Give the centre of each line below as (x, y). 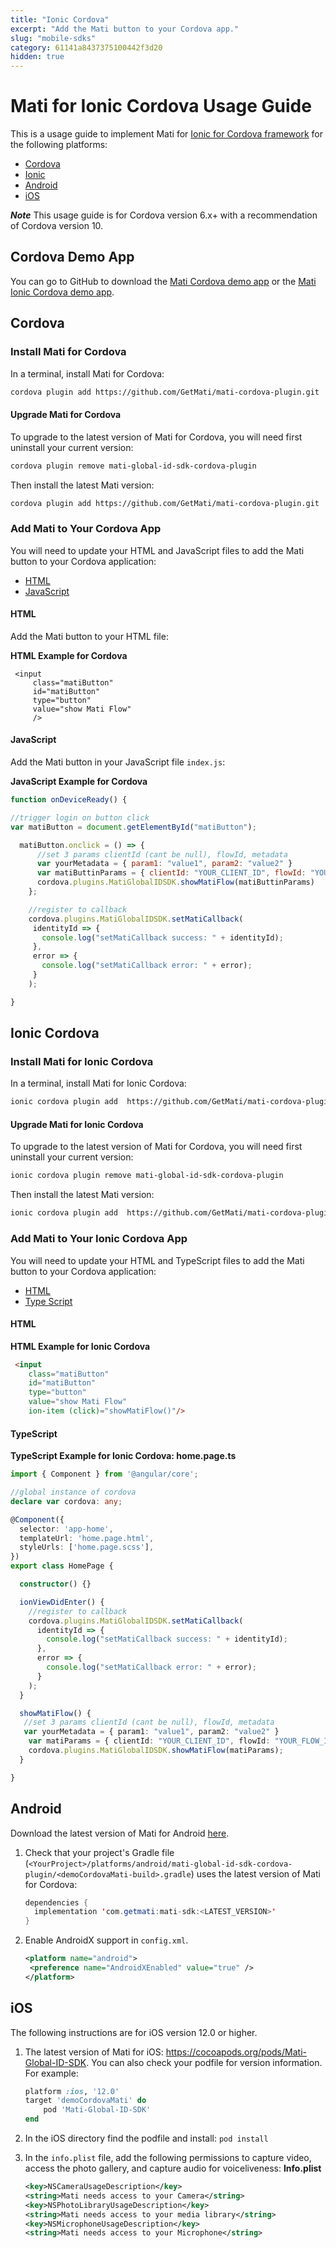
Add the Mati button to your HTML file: (89, 636)
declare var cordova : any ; (66, 1501)
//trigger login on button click (80, 817)
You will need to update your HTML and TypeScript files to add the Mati (157, 1260)
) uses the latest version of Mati (255, 1873)
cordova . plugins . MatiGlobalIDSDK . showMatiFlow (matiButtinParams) (175, 882)
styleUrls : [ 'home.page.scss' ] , (87, 1547)
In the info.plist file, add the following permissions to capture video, (168, 2158)
